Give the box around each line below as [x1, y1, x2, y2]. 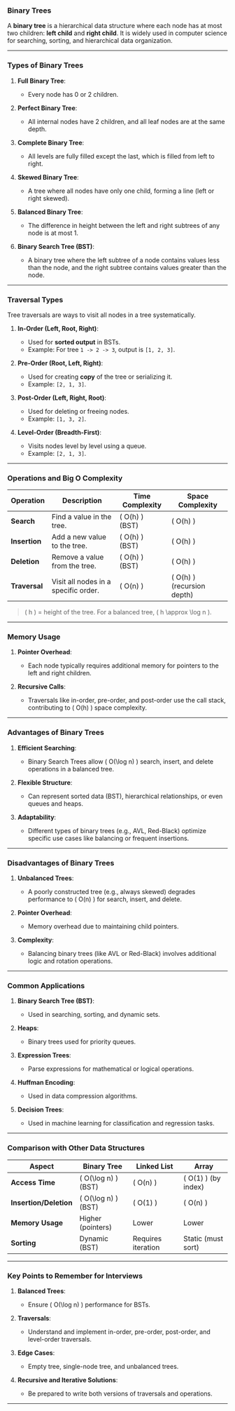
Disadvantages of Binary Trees [7, 858, 115, 867]
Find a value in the [51, 512, 112, 522]
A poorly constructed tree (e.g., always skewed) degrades [27, 888, 196, 896]
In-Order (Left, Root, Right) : [17, 324, 99, 332]
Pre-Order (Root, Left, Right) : [17, 358, 104, 367]
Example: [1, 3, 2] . [27, 414, 87, 423]
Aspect [29, 1161, 55, 1171]
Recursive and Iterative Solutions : [17, 1375, 118, 1384]
